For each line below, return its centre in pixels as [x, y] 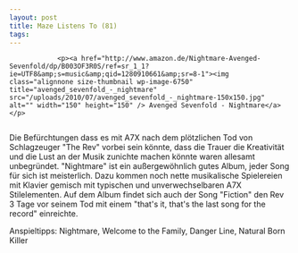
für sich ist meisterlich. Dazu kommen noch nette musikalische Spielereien [146, 176]
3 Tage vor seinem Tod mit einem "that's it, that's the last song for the [137, 204]
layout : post [33, 17]
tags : [19, 34]
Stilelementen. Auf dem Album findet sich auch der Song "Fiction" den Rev [147, 195]
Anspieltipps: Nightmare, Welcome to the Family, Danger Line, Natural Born [147, 231]
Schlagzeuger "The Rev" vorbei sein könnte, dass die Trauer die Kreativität [147, 148]
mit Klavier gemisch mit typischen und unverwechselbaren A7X [126, 185]
